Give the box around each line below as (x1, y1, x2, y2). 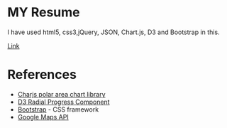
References (7, 67, 77, 82)
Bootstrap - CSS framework (17, 105, 99, 114)
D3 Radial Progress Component (17, 97, 110, 106)
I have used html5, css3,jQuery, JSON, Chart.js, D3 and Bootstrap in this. (7, 28, 220, 36)
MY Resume (7, 4, 80, 21)
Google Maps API (17, 112, 69, 121)
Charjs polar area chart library (17, 90, 106, 98)
